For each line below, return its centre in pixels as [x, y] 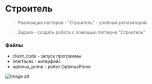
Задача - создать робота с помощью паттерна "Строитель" [81, 32]
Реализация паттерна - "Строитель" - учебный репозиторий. [83, 22]
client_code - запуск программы [47, 56]
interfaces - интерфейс [36, 61]
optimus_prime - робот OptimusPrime [51, 67]
